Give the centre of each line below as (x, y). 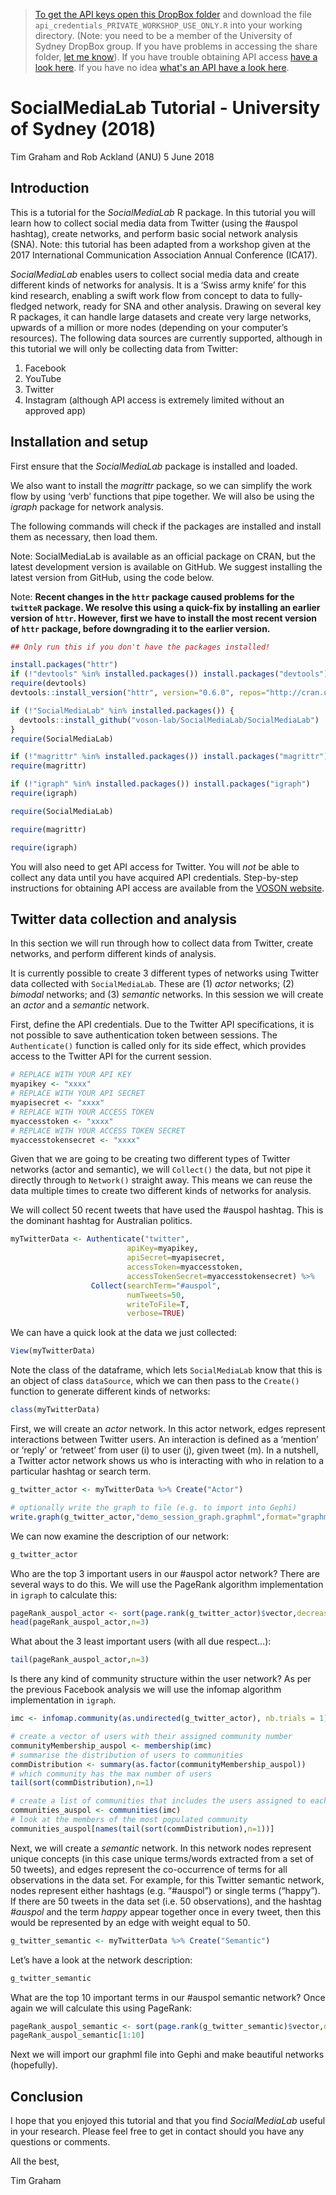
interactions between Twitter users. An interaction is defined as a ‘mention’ (164, 1439)
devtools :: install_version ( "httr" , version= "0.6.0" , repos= (138, 693)
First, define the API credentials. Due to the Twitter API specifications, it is (162, 1025)
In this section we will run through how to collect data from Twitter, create (162, 943)
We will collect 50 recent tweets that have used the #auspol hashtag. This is (167, 1210)
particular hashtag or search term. (81, 1471)
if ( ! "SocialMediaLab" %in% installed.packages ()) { (122, 710)
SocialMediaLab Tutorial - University (165, 108)
